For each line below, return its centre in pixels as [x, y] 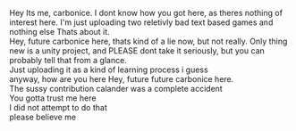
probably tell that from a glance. [68, 60]
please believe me [43, 117]
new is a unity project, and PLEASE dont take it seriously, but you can [137, 51]
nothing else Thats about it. [59, 32]
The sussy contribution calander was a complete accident [116, 89]
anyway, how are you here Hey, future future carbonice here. [122, 79]
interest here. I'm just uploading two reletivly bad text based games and [141, 22]
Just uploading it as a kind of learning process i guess [109, 70]
